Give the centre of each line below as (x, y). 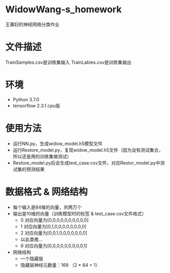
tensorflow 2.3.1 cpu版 (36, 105)
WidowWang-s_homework (63, 10)
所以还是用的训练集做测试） (42, 156)
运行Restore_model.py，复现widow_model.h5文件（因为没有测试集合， (88, 150)
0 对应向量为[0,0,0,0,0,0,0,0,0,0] (54, 220)
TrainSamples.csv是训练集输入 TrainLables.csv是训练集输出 (69, 62)
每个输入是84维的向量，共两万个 (47, 207)
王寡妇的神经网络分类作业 (32, 24)
